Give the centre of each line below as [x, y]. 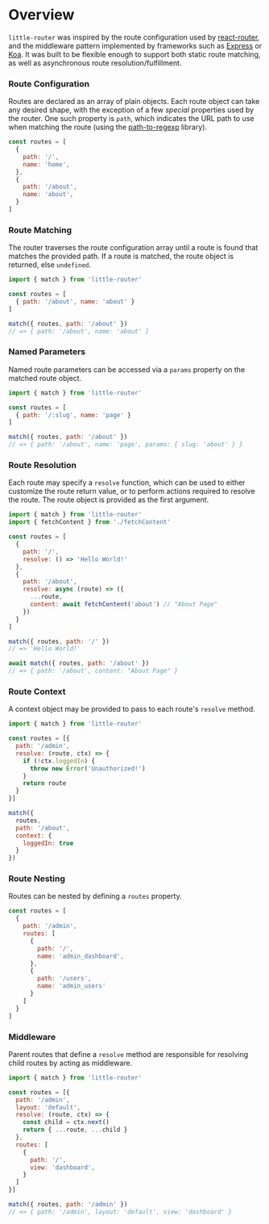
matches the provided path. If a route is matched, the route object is [121, 257]
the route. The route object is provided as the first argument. [109, 500]
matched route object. [45, 378]
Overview [41, 15]
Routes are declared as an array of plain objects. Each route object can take [134, 102]
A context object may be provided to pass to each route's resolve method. [132, 709]
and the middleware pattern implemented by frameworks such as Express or [135, 45]
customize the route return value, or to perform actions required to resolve [132, 491]
